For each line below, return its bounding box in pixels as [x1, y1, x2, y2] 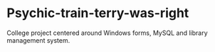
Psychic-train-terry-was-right [6, 5, 189, 21]
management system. [6, 36, 70, 44]
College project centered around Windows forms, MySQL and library [6, 28, 208, 37]
